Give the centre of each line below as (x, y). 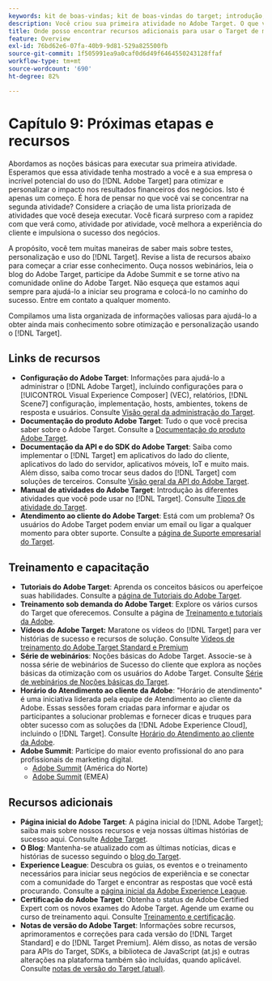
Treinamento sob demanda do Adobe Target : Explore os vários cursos (139, 604)
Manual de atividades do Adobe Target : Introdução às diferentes (129, 490)
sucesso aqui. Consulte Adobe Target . (84, 839)
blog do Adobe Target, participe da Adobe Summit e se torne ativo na (124, 274)
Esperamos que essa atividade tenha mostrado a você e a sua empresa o (131, 172)
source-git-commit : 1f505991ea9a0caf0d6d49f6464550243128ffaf (115, 54)
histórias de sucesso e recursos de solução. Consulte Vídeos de (127, 639)
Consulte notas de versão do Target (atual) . (93, 968)
